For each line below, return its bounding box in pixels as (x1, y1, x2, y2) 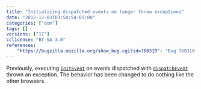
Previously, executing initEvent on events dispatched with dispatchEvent (6, 64, 188, 72)
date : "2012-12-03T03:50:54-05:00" (6, 14, 96, 20)
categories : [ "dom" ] (6, 20, 58, 26)
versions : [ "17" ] (6, 31, 50, 37)
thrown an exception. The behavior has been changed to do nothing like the (6, 70, 194, 78)
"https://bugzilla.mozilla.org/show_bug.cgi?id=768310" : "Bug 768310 (17, 48, 196, 54)
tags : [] (6, 25, 28, 32)
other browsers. (6, 77, 46, 84)
